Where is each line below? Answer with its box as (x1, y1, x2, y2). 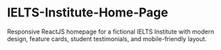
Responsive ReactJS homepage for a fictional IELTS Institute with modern (7, 27, 214, 36)
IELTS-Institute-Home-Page (7, 5, 169, 21)
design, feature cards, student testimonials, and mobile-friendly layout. (7, 34, 207, 42)
